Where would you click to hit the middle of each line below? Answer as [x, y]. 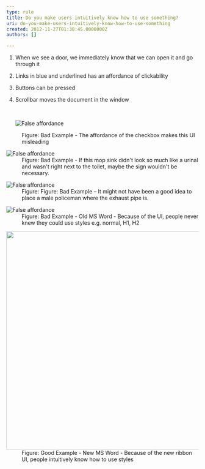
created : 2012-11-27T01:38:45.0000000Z [57, 29]
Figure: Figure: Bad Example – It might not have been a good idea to [107, 192]
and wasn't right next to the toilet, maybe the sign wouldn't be [99, 167]
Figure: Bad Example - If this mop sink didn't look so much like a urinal [110, 160]
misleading [35, 142]
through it [27, 64]
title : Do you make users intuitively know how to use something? [92, 18]
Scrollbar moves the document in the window [72, 100]
